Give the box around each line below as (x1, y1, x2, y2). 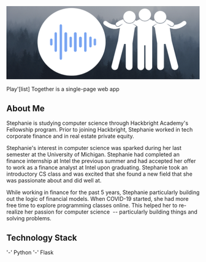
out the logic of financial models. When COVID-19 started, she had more (6, 195, 189, 203)
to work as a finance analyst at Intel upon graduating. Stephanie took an (6, 164, 188, 171)
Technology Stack (6, 233, 77, 243)
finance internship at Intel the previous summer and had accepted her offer (6, 157, 196, 165)
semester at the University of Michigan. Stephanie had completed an (6, 151, 180, 159)
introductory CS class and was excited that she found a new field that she (6, 170, 193, 178)
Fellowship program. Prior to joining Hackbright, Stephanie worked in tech (6, 126, 193, 133)
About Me (6, 103, 45, 113)
